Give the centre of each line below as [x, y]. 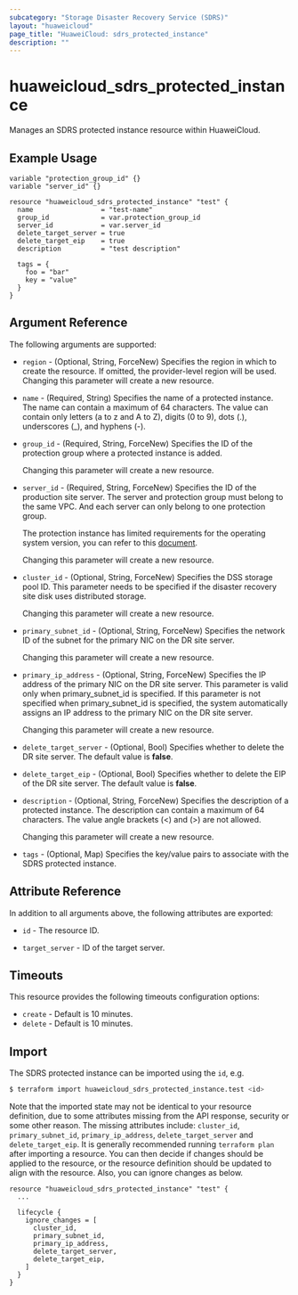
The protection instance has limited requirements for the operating [144, 533]
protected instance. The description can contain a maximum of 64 [143, 810]
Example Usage [53, 158]
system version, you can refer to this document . [110, 542]
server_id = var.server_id [89, 225]
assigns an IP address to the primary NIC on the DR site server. [137, 712]
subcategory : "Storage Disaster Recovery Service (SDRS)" [119, 17]
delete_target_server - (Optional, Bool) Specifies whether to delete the [153, 747]
